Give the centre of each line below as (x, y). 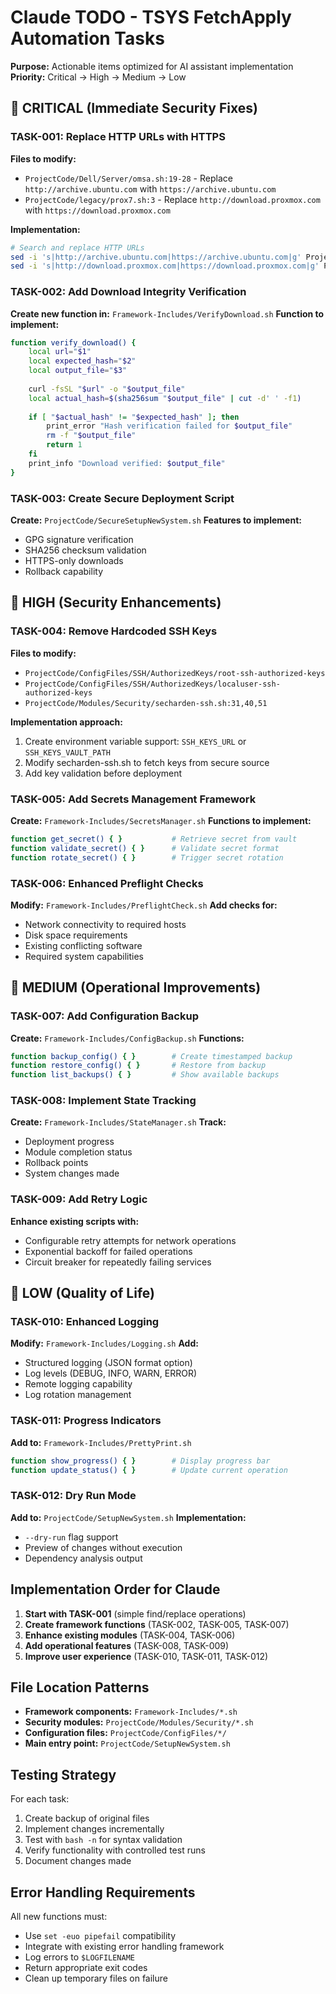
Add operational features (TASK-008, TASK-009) (127, 1645)
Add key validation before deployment (103, 773)
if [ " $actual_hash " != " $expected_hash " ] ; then (134, 417)
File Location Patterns (80, 1687)
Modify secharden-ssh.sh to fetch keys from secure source (147, 762)
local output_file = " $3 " (78, 371)
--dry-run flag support (71, 1537)
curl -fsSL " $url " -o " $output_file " (107, 389)
